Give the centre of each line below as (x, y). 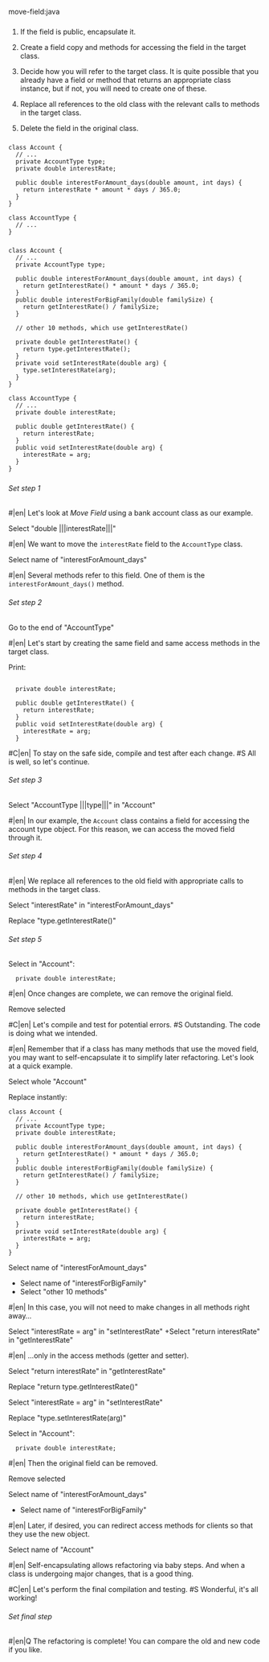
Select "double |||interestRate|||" (62, 529)
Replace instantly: (38, 1097)
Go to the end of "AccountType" (61, 627)
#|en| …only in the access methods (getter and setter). (99, 1356)
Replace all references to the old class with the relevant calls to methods (140, 104)
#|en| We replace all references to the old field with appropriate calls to (126, 881)
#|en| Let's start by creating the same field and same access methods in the (134, 643)
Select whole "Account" (47, 1082)
